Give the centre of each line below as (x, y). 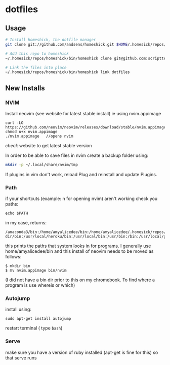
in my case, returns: (26, 223)
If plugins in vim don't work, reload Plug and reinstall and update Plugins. (81, 174)
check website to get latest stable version (49, 145)
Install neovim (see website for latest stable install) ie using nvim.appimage (83, 113)
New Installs (25, 88)
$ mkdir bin (18, 266)
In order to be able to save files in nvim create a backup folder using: (77, 155)
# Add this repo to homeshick (37, 54)
